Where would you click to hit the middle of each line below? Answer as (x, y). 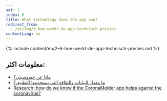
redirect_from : (22, 24)
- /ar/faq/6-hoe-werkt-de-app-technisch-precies (63, 29)
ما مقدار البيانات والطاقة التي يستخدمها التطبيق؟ (59, 82)
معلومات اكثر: (26, 65)
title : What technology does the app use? (52, 19)
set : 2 (13, 10)
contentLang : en (23, 34)
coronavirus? (27, 93)
